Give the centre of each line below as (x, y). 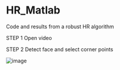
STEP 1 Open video (29, 38)
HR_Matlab (33, 10)
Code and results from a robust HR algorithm (60, 26)
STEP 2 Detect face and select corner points (60, 49)
